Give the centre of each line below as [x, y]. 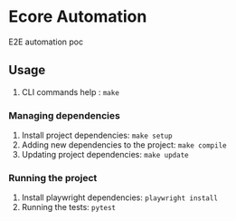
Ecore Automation [78, 17]
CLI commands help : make [70, 91]
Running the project [53, 178]
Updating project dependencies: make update [105, 155]
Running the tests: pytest [69, 207]
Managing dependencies [65, 115]
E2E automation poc [46, 42]
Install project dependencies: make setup [97, 135]
